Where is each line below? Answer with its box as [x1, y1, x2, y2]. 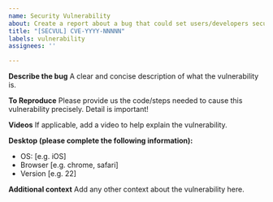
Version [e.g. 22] [19, 169, 77, 178]
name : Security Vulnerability [8, 11, 111, 20]
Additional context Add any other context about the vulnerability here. [8, 184, 245, 195]
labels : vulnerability [8, 34, 85, 43]
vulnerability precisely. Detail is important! [8, 105, 149, 114]
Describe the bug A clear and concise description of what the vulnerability [8, 71, 259, 81]
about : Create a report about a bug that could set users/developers [8, 19, 249, 28]
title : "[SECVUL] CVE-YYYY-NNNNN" [8, 27, 126, 35]
